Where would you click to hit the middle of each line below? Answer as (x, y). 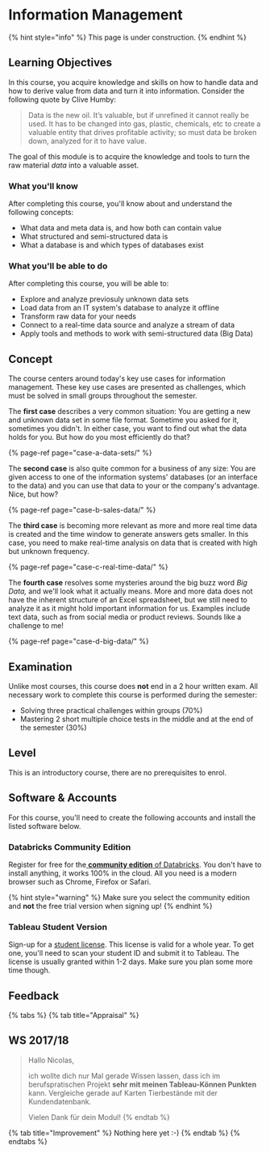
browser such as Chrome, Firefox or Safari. (80, 881)
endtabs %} (28, 1141)
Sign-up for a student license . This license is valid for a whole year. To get (131, 944)
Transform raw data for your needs (78, 316)
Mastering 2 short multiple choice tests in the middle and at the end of (137, 719)
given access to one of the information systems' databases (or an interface (133, 477)
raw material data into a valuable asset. (74, 165)
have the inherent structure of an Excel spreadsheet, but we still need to (128, 600)
